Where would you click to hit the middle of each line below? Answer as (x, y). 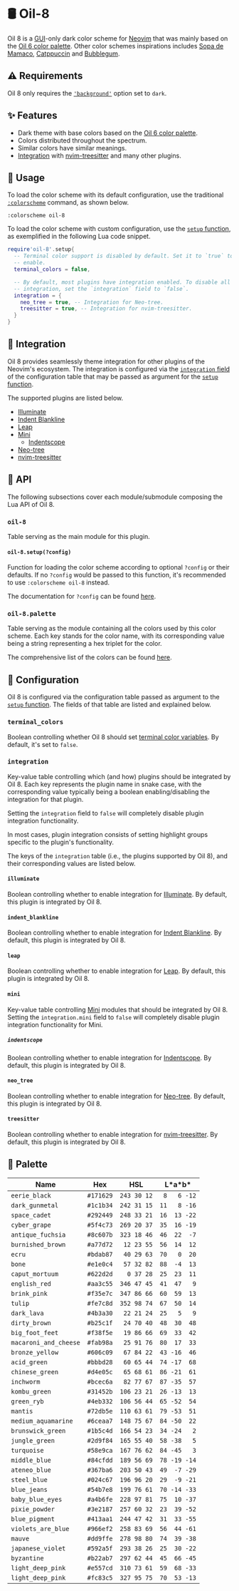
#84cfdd (100, 1460)
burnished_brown (38, 1244)
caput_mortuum (35, 1274)
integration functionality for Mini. (55, 1024)
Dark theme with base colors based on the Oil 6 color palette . (107, 133)
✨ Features (32, 116)
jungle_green (33, 1440)
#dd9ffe (100, 1538)
